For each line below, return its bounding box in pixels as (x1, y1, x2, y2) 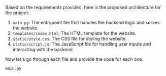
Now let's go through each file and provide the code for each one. (5, 56, 144, 62)
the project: (5, 10, 29, 16)
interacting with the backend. (12, 47, 74, 52)
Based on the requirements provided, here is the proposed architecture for (5, 5, 161, 10)
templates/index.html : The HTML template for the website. (12, 30, 137, 36)
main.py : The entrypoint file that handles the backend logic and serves (12, 20, 160, 25)
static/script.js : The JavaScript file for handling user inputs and (12, 41, 151, 47)
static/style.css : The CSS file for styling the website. (12, 35, 127, 42)
